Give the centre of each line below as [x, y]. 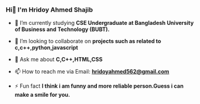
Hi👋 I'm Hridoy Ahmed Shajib [49, 10]
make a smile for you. [42, 95]
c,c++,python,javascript [46, 47]
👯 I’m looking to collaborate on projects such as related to [88, 41]
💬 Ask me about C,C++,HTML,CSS [59, 60]
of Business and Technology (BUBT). [62, 29]
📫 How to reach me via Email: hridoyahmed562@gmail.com [92, 72]
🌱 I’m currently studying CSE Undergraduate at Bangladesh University [104, 23]
